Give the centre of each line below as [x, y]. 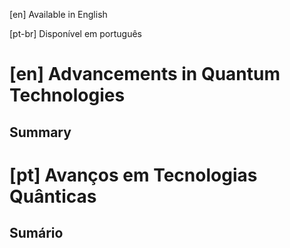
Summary [40, 132]
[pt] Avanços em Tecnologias [133, 175]
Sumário [36, 233]
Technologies [67, 95]
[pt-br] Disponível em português [76, 33]
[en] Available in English [58, 14]
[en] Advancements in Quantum [145, 74]
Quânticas [53, 196]
